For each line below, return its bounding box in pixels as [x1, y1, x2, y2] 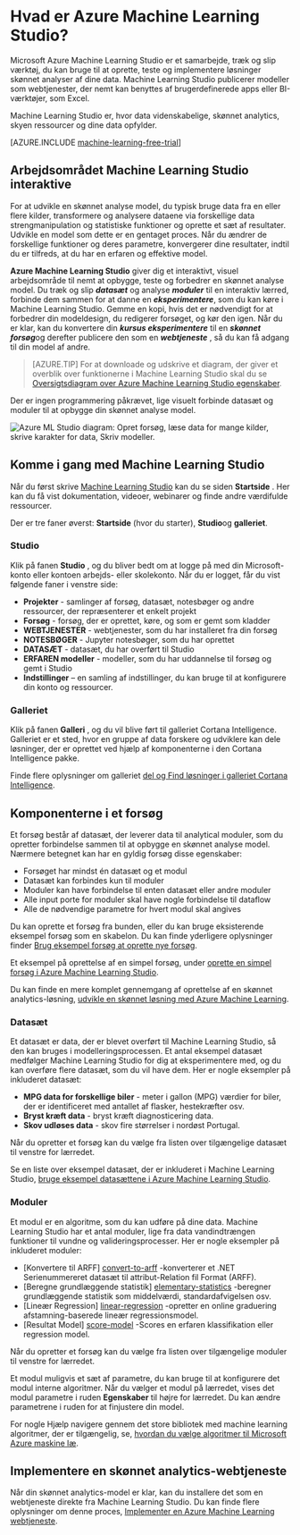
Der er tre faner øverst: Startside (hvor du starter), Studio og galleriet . [10, 517, 268, 528]
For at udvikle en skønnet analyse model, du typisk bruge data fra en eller [10, 200, 281, 211]
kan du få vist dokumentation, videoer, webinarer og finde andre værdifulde [10, 490, 288, 502]
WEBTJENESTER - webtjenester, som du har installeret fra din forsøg [22, 624, 278, 636]
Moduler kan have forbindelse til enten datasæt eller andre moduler [22, 884, 271, 895]
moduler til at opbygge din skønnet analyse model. [10, 404, 196, 415]
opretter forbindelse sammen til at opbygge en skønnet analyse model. [10, 839, 271, 849]
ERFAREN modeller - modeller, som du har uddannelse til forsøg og [22, 653, 271, 663]
